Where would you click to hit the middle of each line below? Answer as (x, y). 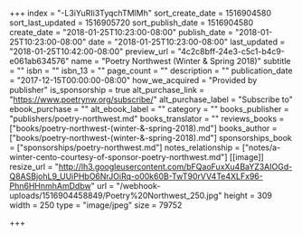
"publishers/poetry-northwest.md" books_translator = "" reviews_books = (147, 118)
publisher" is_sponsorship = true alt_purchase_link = (107, 90)
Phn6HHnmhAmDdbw (51, 186)
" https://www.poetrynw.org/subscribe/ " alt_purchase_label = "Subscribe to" (151, 99)
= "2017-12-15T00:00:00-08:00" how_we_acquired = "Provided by (133, 80)
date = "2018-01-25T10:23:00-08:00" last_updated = (187, 42)
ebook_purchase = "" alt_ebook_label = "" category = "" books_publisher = (149, 109)
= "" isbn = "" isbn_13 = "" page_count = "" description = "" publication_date (151, 70)
